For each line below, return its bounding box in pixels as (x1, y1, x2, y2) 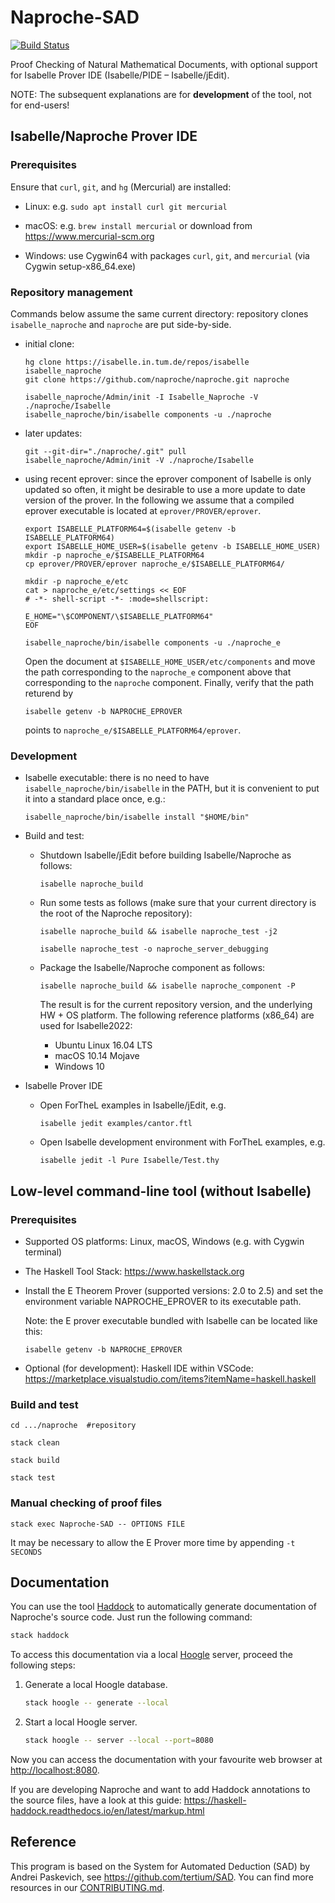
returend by (24, 687, 74, 699)
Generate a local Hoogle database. (24, 1679, 168, 1691)
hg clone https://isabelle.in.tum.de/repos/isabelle (24, 357, 250, 367)
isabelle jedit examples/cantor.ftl (39, 1119, 193, 1129)
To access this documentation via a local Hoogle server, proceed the (10, 1649, 293, 1661)
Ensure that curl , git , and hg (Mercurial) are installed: (10, 181, 232, 193)
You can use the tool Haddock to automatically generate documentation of (10, 1601, 317, 1613)
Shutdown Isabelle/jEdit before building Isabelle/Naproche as (39, 849, 292, 861)
